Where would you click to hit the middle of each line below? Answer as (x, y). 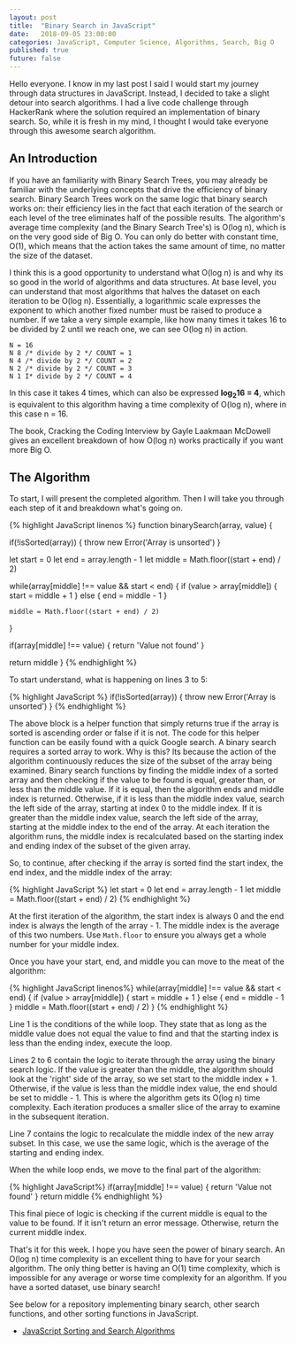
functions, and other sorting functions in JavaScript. (104, 1314)
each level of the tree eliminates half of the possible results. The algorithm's (147, 217)
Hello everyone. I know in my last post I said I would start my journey (134, 84)
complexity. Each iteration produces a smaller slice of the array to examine (145, 1108)
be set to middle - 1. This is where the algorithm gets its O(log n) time (135, 1098)
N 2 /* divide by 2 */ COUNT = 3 (71, 369)
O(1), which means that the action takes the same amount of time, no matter (147, 245)
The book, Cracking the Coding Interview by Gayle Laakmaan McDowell (140, 431)
